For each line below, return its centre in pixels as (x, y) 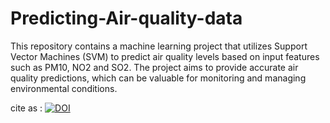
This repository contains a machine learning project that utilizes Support (159, 46)
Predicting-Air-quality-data (126, 18)
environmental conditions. (64, 88)
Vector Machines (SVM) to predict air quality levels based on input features (165, 56)
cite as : (26, 108)
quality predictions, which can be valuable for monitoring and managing (158, 78)
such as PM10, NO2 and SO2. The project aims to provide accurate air (154, 67)
